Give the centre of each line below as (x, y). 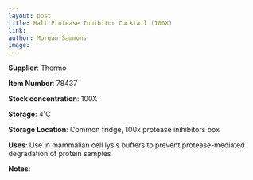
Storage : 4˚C (29, 114)
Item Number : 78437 (43, 84)
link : (17, 30)
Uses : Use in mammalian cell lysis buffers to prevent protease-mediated (127, 145)
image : (19, 45)
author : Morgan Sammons (48, 38)
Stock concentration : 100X (53, 99)
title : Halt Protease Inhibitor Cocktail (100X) (90, 23)
